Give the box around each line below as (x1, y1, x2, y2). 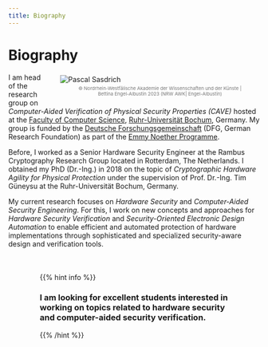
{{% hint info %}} (39, 272, 97, 282)
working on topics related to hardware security (39, 302, 226, 313)
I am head (8, 73, 41, 82)
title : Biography (8, 11, 66, 20)
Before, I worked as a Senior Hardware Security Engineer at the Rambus (8, 147, 246, 156)
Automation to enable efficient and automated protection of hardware (8, 222, 237, 231)
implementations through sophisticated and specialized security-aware (8, 231, 242, 240)
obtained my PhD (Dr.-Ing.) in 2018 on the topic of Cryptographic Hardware (8, 164, 257, 174)
